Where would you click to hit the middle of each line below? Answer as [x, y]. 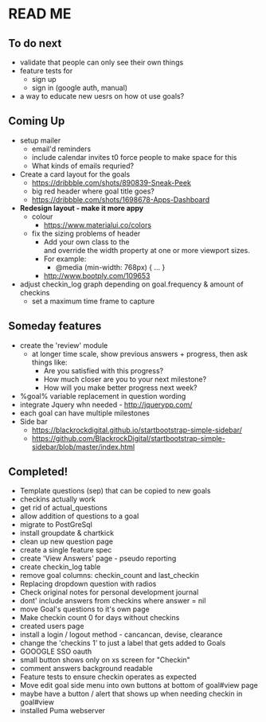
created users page [52, 626]
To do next [35, 43]
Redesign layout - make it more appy [82, 208]
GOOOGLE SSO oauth [56, 652]
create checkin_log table [60, 567]
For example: [65, 259]
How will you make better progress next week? [120, 388]
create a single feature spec [66, 550]
